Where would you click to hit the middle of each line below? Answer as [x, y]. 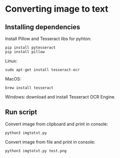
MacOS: [13, 79]
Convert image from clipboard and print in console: [57, 124]
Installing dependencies [43, 27]
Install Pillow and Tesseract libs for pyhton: [48, 39]
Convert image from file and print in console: [50, 142]
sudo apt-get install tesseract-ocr [42, 70]
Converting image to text [57, 9]
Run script [21, 112]
